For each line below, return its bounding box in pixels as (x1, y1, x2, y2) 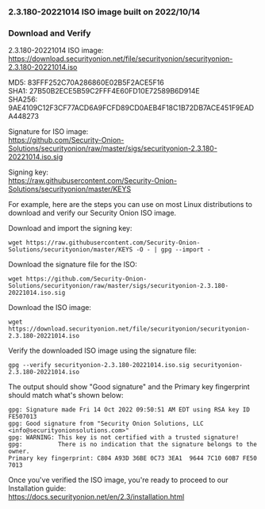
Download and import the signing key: (8, 224, 132, 233)
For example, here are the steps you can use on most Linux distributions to (8, 200, 252, 209)
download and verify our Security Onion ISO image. (8, 209, 177, 218)
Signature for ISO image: (8, 127, 89, 136)
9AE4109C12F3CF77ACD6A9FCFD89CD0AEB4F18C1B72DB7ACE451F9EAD (8, 103, 255, 113)
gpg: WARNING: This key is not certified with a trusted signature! (8, 434, 240, 442)
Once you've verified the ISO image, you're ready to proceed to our (8, 475, 229, 485)
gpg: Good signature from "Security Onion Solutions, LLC (8, 419, 204, 428)
